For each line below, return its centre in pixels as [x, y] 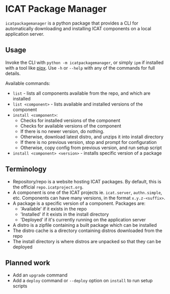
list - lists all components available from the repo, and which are [81, 93]
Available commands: [28, 83]
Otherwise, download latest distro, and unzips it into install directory [92, 137]
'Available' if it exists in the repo [53, 208]
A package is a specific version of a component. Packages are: [79, 203]
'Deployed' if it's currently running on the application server [83, 219]
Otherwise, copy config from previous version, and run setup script [91, 148]
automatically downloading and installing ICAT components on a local [78, 28]
